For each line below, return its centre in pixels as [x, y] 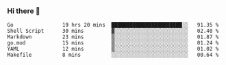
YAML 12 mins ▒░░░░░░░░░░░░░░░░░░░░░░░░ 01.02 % [113, 49]
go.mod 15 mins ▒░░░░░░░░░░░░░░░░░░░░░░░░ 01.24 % [113, 43]
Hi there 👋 [24, 11]
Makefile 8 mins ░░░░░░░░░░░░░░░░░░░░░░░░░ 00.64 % [113, 55]
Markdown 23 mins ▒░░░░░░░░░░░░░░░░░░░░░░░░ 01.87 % [113, 37]
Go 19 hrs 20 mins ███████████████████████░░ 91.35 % [113, 25]
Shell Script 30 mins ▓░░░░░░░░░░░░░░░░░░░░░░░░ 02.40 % [113, 31]
